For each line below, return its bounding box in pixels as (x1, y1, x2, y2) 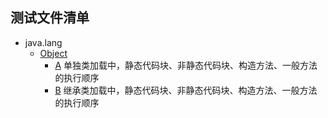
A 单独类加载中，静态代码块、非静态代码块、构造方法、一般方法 (54, 59, 318, 71)
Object (39, 47, 68, 59)
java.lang (24, 36, 63, 48)
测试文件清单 (10, 9, 90, 27)
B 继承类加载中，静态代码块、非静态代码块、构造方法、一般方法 (54, 84, 318, 96)
